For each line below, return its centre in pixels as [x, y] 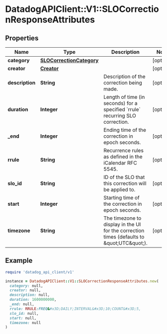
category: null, [26, 286]
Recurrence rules [124, 150]
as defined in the [123, 157]
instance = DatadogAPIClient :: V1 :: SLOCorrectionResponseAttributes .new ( [82, 281]
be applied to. [120, 190]
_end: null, [22, 304]
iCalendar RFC [121, 163]
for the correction [124, 231]
